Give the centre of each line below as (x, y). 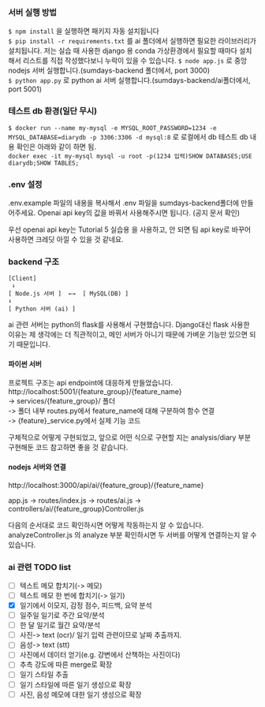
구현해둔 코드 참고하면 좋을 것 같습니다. (68, 448)
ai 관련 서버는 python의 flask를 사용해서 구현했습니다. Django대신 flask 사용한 (129, 325)
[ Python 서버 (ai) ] (42, 309)
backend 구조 (34, 262)
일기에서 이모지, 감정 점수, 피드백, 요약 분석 (86, 605)
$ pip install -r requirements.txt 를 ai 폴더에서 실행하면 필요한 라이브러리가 (132, 41)
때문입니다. (34, 344)
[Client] (22, 279)
